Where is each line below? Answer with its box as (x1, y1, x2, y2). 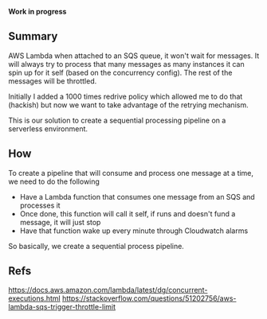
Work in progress (8, 7, 67, 16)
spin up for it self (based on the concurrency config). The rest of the (8, 68, 233, 77)
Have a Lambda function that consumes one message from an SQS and (19, 192, 255, 201)
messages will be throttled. (8, 76, 97, 86)
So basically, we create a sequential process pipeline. (8, 241, 185, 251)
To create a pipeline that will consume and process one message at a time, (8, 168, 253, 177)
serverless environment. (8, 123, 88, 134)
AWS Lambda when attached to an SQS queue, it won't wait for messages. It (8, 51, 260, 60)
